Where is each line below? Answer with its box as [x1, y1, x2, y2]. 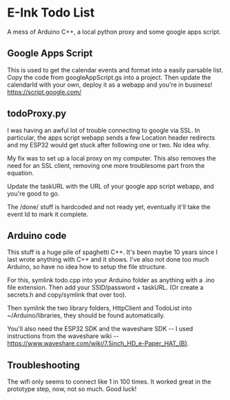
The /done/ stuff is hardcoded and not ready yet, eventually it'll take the [7, 202, 211, 211]
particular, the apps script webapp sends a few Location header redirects [7, 133, 216, 142]
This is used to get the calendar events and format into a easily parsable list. [7, 65, 224, 74]
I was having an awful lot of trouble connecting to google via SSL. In [7, 126, 200, 134]
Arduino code [7, 229, 67, 242]
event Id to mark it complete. [7, 210, 89, 218]
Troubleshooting [7, 359, 81, 371]
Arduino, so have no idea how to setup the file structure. [7, 263, 167, 271]
